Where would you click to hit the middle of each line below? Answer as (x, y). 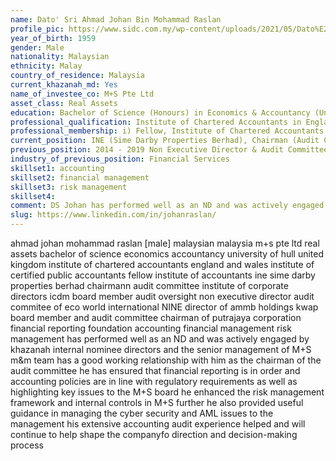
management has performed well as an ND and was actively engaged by (160, 339)
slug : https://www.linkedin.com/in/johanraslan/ (113, 215)
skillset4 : (33, 196)
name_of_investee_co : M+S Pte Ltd (82, 94)
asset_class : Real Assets (64, 103)
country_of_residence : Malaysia (77, 76)
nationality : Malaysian (60, 57)
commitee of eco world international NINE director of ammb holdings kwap (164, 307)
